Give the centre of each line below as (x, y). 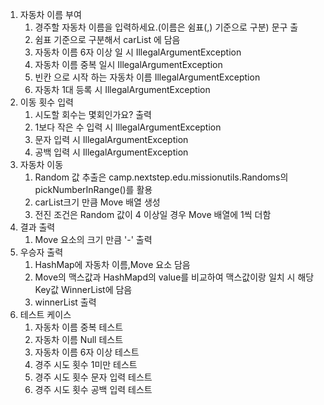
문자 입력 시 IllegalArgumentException (111, 139)
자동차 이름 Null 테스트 (79, 339)
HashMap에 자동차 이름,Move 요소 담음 (112, 264)
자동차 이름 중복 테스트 (79, 327)
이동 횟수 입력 (46, 102)
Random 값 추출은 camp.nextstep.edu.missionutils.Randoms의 (161, 177)
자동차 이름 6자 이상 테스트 (87, 352)
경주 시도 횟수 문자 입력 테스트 (93, 377)
